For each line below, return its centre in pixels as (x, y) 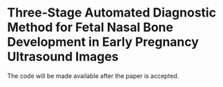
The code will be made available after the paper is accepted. (93, 76)
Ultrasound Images (63, 57)
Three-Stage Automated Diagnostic (111, 13)
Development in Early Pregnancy (103, 42)
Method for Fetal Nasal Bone (90, 27)
